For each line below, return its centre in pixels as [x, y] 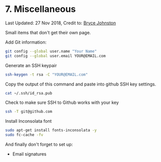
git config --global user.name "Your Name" [51, 51]
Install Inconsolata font [28, 121]
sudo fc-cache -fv [24, 135]
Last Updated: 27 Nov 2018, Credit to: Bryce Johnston [61, 23]
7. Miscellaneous [41, 9]
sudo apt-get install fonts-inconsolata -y [51, 130]
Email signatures [29, 154]
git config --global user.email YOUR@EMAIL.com [56, 56]
